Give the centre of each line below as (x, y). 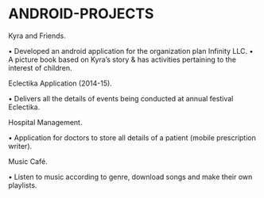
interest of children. (41, 67)
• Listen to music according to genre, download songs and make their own (130, 177)
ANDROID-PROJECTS (81, 14)
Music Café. (28, 161)
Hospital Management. (45, 122)
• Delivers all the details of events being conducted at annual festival (121, 98)
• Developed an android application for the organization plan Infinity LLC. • (131, 51)
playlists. (23, 185)
